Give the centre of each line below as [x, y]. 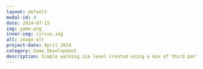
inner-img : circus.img [35, 34]
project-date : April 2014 [39, 46]
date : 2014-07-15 [28, 23]
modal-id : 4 [21, 17]
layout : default [27, 12]
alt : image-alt [25, 40]
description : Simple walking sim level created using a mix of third [96, 56]
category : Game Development [42, 51]
